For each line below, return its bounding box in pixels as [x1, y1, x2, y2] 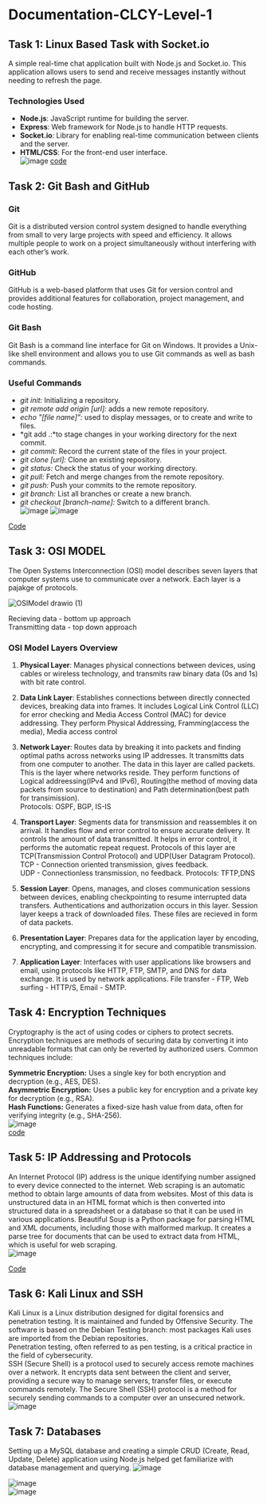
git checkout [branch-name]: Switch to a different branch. [19, 497, 210, 507]
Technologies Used [8, 95, 85, 106]
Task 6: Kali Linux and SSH [8, 1287, 143, 1300]
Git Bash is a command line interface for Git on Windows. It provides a [8, 340, 238, 349]
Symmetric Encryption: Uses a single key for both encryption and [8, 1067, 226, 1077]
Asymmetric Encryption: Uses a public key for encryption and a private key [8, 1085, 258, 1095]
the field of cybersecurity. [8, 1350, 93, 1360]
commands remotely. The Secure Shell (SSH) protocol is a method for [8, 1385, 238, 1394]
